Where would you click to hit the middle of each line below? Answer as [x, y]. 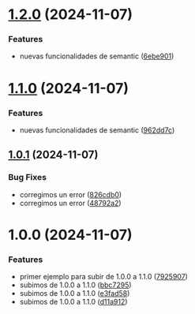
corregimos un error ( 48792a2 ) [70, 203]
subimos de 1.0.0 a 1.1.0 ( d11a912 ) [73, 302]
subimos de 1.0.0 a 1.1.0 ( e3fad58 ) [75, 293]
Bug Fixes [28, 178]
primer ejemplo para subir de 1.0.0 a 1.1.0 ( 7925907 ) [103, 277]
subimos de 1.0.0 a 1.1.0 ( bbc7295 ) [75, 285]
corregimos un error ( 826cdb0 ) [71, 194]
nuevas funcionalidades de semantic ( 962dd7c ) [97, 130]
